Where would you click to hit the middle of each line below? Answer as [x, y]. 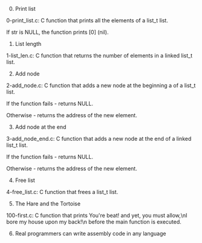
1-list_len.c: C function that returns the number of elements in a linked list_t [99, 56]
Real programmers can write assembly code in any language [90, 233]
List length [28, 44]
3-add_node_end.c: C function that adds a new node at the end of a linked [99, 139]
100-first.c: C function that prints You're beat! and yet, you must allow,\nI [97, 215]
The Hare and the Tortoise [47, 204]
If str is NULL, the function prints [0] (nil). [57, 32]
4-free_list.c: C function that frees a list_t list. [62, 192]
